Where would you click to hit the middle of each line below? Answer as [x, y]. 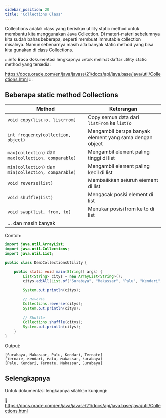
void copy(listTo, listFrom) [42, 120]
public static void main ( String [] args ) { [58, 271]
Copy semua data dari [114, 117]
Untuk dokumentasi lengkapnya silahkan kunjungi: [56, 390]
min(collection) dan [32, 167]
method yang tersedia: [28, 64]
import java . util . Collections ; [37, 249]
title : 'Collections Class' [34, 14]
